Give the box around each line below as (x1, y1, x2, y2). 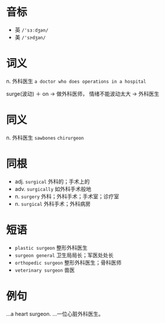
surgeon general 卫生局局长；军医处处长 (14, 251, 114, 259)
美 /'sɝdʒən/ (14, 33, 46, 40)
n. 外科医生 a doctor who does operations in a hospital (6, 77, 147, 84)
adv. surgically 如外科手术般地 (14, 185, 92, 192)
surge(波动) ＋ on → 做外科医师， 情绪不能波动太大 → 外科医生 (6, 90, 160, 97)
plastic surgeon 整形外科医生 (14, 244, 88, 251)
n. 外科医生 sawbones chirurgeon (6, 134, 84, 141)
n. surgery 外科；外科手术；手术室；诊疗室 (14, 193, 120, 200)
